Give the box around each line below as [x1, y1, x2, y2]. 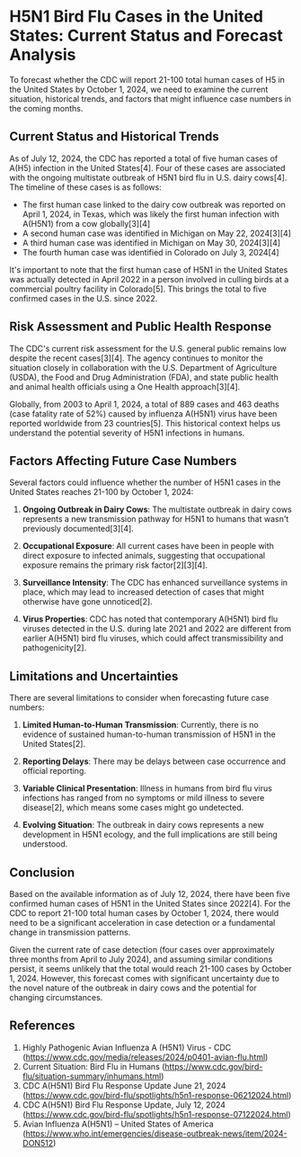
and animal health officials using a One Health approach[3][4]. [9, 381, 241, 392]
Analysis [9, 45, 76, 65]
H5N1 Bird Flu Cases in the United [9, 6, 263, 27]
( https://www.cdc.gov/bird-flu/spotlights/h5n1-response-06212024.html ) [22, 1090, 292, 1100]
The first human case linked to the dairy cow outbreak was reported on [22, 199, 286, 210]
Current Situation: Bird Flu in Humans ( [22, 1061, 165, 1072]
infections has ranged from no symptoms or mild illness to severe [22, 793, 265, 803]
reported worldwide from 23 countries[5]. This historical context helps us [9, 417, 281, 428]
